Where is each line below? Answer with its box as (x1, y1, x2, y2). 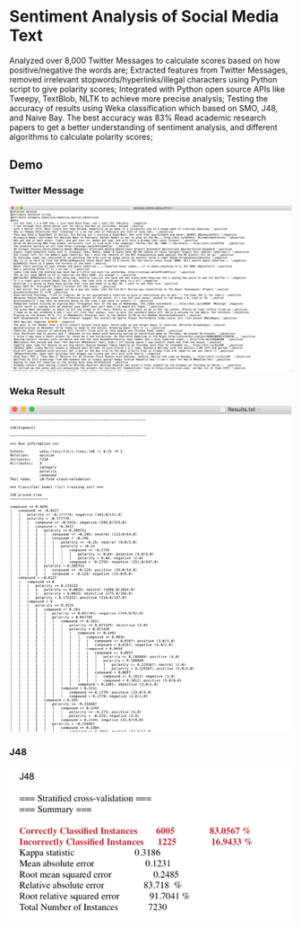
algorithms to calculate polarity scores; (9, 131, 153, 142)
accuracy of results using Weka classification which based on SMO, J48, (9, 102, 279, 113)
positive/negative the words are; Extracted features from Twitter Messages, (9, 65, 288, 75)
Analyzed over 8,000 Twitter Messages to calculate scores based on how (9, 55, 280, 66)
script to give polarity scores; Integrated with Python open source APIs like (9, 83, 286, 94)
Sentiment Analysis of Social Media (9, 6, 279, 27)
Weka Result (9, 384, 65, 397)
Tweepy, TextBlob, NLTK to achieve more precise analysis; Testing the (9, 92, 269, 104)
